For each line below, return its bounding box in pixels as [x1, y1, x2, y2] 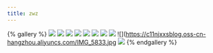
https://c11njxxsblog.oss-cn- [125, 30, 206, 38]
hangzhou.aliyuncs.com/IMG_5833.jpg [7, 38, 117, 46]
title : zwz [7, 10, 39, 17]
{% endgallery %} [126, 38, 177, 46]
